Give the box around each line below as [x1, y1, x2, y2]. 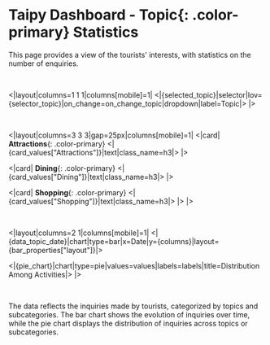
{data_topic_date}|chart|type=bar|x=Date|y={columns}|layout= [8, 236, 220, 246]
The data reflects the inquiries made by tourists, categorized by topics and [8, 301, 259, 311]
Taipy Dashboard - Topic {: [8, 6, 189, 24]
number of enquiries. [8, 59, 79, 68]
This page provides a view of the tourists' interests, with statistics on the [8, 50, 251, 59]
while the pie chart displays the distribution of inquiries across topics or [8, 318, 248, 328]
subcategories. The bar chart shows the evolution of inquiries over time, [8, 309, 250, 319]
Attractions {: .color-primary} [8, 138, 106, 148]
